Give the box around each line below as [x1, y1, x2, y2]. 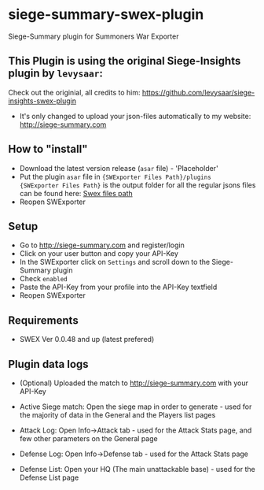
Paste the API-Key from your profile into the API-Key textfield [19, 282, 218, 292]
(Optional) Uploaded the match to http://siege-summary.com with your [19, 378, 249, 388]
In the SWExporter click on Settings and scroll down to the [19, 258, 211, 267]
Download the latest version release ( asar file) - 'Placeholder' [19, 163, 218, 173]
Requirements [8, 314, 79, 327]
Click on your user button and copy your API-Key [19, 249, 179, 258]
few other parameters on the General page [19, 434, 159, 443]
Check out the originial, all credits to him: [8, 87, 141, 97]
